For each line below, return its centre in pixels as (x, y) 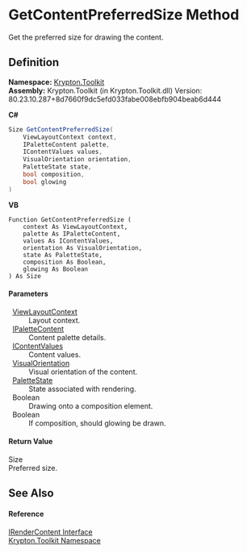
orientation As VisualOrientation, (83, 247)
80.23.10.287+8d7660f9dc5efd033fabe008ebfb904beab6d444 (115, 99)
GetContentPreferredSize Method (124, 15)
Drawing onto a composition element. (91, 405)
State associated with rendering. (82, 389)
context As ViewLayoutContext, (75, 227)
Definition (33, 62)
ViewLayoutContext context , (70, 137)
